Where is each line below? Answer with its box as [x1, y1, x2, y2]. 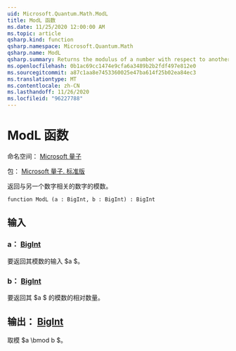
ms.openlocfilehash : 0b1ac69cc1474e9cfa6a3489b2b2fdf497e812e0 [7, 62, 197, 69]
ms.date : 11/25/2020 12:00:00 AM [7, 23, 105, 30]
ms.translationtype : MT [7, 75, 77, 83]
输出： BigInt [7, 316, 64, 328]
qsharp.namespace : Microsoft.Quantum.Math [7, 43, 133, 50]
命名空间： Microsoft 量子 [7, 152, 82, 160]
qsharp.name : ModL [7, 50, 61, 57]
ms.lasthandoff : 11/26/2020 [7, 88, 90, 95]
